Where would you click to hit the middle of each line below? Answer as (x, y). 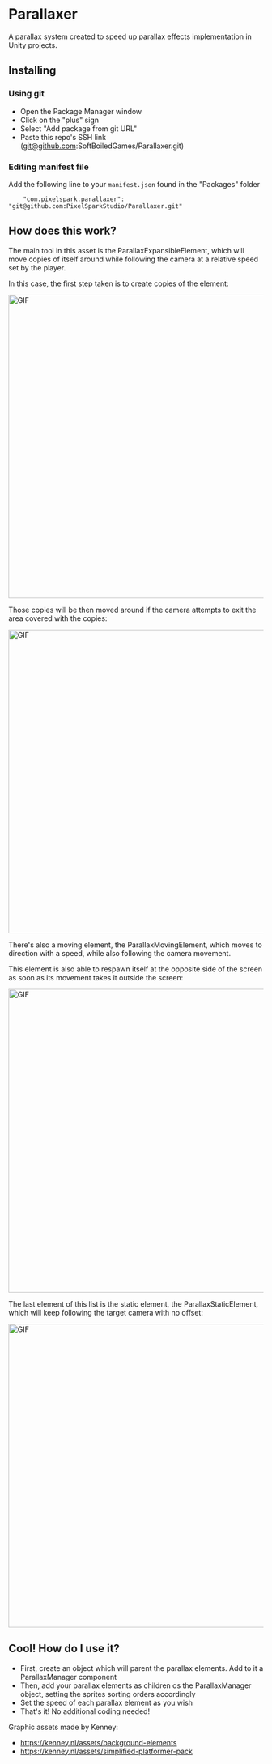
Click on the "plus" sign (59, 120)
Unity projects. (33, 45)
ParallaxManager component (68, 1677)
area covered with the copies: (58, 618)
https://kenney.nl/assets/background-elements (98, 1742)
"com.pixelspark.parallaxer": (74, 199)
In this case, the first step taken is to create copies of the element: (119, 283)
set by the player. (37, 267)
